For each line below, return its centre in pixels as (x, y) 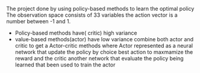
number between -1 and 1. (39, 21)
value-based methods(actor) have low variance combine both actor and (104, 39)
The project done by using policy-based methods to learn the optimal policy (100, 9)
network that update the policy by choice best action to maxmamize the (104, 52)
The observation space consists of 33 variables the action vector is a (92, 15)
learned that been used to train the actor (65, 65)
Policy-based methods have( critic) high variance (76, 33)
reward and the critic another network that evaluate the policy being (99, 58)
